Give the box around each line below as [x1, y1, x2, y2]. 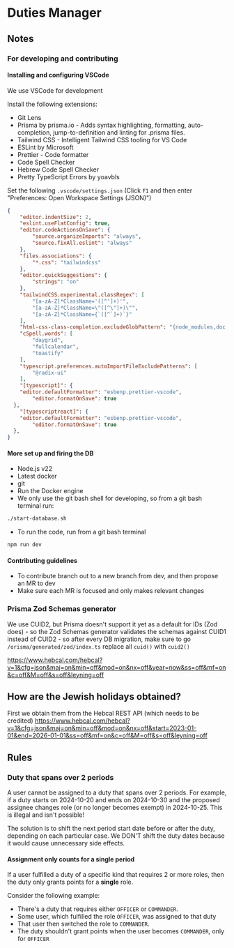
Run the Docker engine [17, 487, 84, 495]
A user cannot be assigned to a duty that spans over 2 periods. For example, [7, 788, 227, 797]
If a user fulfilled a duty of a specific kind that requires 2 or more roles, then [7, 871, 224, 879]
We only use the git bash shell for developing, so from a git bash [17, 494, 203, 503]
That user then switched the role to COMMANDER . [17, 919, 150, 928]
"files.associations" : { [19, 253, 92, 259]
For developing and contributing [7, 54, 118, 63]
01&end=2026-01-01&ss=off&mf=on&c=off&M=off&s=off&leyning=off [7, 731, 208, 740]
